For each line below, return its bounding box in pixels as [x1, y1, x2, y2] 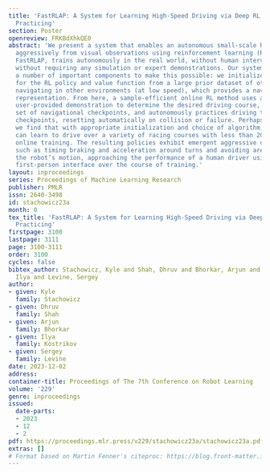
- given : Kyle [8, 288, 56, 296]
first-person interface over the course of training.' [15, 161, 203, 169]
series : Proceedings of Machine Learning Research [8, 176, 182, 185]
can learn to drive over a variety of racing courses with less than [15, 131, 253, 139]
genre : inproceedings [8, 393, 81, 401]
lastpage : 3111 [8, 236, 59, 244]
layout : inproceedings [8, 169, 84, 177]
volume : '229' [8, 385, 56, 393]
